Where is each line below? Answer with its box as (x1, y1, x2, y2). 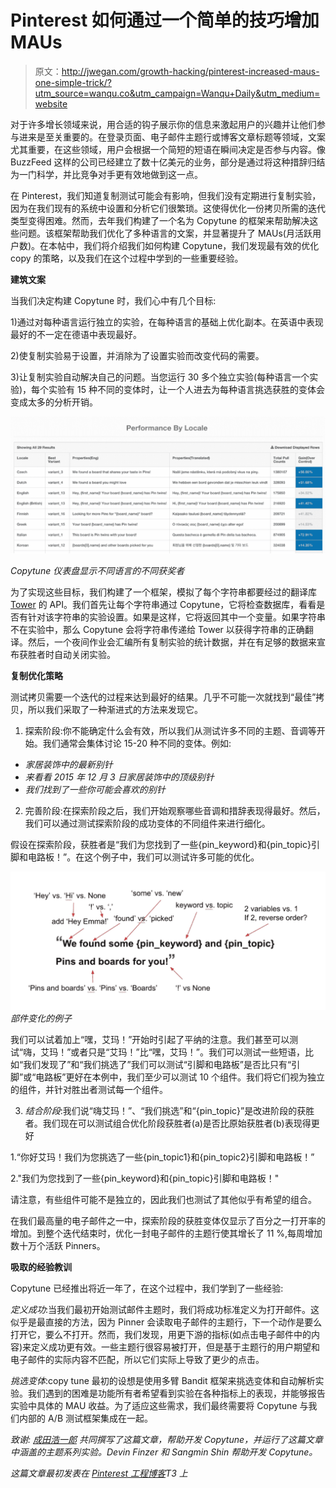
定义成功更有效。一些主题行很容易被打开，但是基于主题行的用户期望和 (31, 1341, 321, 1353)
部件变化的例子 (10, 1012, 72, 1024)
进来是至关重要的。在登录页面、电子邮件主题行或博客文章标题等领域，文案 (18, 131, 326, 143)
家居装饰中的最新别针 (24, 759, 113, 771)
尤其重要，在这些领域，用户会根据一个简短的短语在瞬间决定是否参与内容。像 (10, 143, 326, 155)
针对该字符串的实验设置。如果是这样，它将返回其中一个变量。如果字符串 (27, 611, 326, 623)
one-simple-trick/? (34, 76, 112, 88)
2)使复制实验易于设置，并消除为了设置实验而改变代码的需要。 (10, 349, 265, 361)
